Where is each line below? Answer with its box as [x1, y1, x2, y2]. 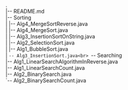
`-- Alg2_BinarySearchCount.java [5, 77, 87, 84]
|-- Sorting [5, 14, 32, 21]
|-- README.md [5, 8, 45, 15]
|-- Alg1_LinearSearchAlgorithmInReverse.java [5, 58, 119, 65]
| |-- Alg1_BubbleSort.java [5, 46, 69, 52]
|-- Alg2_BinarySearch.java [5, 70, 72, 78]
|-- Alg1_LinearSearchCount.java [5, 65, 85, 71]
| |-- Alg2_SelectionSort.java [5, 39, 75, 46]
